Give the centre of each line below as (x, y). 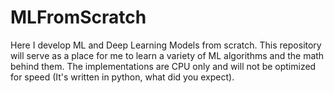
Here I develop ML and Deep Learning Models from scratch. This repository (166, 45)
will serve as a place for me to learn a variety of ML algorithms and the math (167, 55)
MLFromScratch (78, 17)
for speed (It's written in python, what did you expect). (122, 77)
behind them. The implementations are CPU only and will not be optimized (163, 66)
